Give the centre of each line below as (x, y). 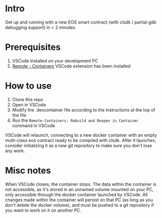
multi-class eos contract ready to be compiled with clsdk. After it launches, (81, 140)
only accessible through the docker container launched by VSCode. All (76, 194)
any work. (15, 151)
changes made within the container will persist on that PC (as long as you (79, 200)
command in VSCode (34, 125)
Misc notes (28, 170)
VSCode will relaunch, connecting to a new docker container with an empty (81, 135)
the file (19, 115)
